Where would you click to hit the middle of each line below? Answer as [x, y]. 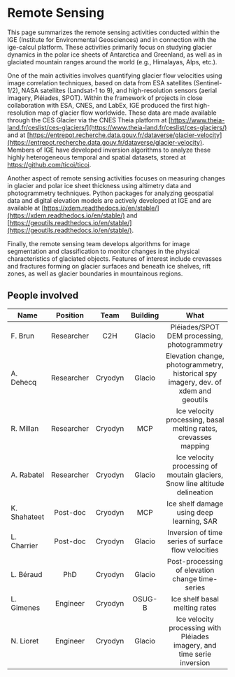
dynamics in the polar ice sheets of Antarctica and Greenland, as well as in [115, 55]
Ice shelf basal [195, 599]
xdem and [195, 391]
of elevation [195, 570]
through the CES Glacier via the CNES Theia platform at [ [89, 120]
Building [145, 315]
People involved [43, 295]
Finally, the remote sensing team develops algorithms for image [99, 243]
